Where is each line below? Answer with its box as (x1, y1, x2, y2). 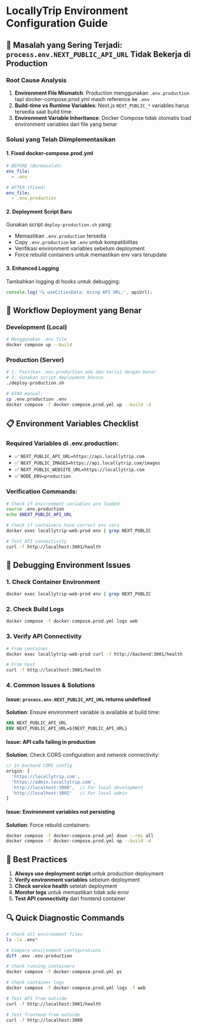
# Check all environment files (6, 931, 83, 937)
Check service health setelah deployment (14, 883, 118, 890)
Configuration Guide (6, 16, 108, 30)
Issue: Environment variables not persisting (6, 808, 115, 815)
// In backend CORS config (6, 763, 72, 769)
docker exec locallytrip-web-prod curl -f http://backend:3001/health (6, 651, 183, 657)
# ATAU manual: (6, 390, 44, 396)
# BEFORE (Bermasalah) (6, 163, 62, 169)
